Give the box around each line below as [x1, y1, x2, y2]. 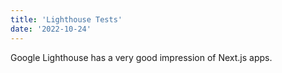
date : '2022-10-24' [10, 24, 92, 34]
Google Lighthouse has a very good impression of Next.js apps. [10, 51, 273, 63]
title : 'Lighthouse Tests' [10, 14, 123, 25]
